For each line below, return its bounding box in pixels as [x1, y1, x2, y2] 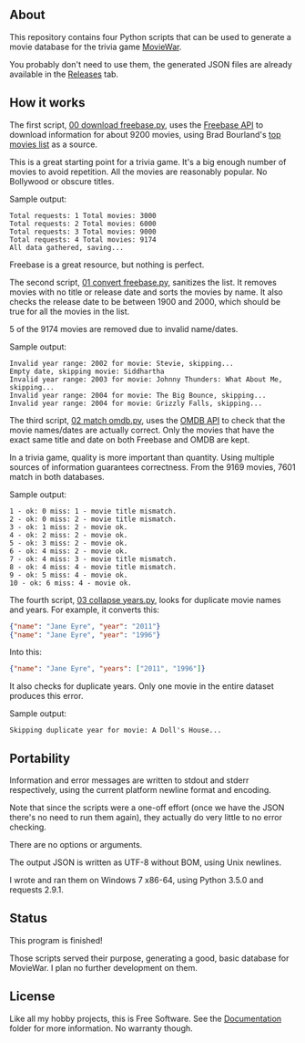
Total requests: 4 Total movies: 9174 [9, 235, 157, 245]
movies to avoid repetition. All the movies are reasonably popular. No [9, 166, 268, 177]
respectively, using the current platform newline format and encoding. [9, 785, 271, 796]
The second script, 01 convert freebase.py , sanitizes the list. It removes [9, 276, 278, 287]
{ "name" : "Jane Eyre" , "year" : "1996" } [9, 630, 161, 640]
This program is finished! [9, 934, 103, 945]
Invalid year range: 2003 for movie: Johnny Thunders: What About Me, [9, 374, 283, 384]
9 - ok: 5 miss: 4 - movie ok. [9, 570, 128, 579]
